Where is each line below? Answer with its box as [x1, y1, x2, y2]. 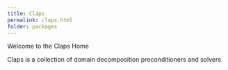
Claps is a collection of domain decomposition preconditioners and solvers [7, 55, 221, 64]
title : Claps [7, 10, 45, 17]
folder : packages [7, 23, 58, 30]
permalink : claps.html [7, 17, 73, 24]
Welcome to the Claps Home [7, 42, 89, 51]
